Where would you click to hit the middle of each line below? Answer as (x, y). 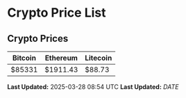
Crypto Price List (57, 13)
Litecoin (98, 58)
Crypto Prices (38, 39)
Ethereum (61, 58)
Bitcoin (24, 58)
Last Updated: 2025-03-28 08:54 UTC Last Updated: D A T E (93, 87)
